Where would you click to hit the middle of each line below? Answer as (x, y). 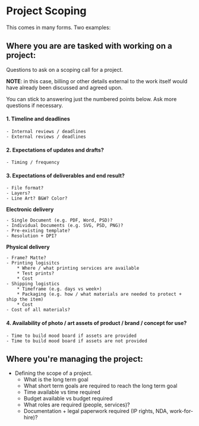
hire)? (31, 418)
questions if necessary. (35, 105)
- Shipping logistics (33, 284)
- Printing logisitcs (33, 263)
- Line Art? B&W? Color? (37, 198)
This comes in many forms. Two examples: (59, 27)
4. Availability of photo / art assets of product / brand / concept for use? (97, 323)
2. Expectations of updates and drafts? (55, 150)
